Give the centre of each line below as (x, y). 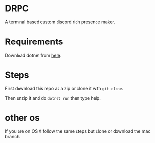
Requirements (34, 42)
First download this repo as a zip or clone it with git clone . (64, 88)
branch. (13, 136)
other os (22, 118)
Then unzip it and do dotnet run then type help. (53, 98)
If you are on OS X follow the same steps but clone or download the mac (78, 131)
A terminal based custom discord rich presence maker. (60, 22)
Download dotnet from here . (33, 55)
